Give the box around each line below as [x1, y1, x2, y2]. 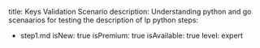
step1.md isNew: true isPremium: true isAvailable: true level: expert [19, 31, 244, 40]
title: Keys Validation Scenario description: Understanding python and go [8, 7, 252, 16]
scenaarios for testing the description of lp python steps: [8, 15, 199, 25]
